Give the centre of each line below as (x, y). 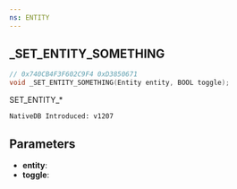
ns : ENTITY (30, 17)
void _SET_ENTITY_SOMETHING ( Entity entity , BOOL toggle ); (119, 83)
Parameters (42, 144)
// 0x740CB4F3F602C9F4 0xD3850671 (74, 74)
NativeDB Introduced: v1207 (62, 116)
